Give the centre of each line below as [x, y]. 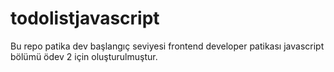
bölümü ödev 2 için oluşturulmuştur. [84, 56]
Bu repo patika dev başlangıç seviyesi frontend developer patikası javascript [167, 46]
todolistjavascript [85, 18]
